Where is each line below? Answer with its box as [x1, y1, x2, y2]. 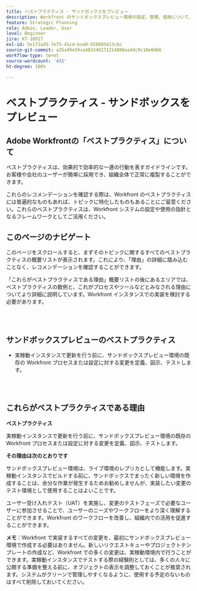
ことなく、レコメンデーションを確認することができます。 [6, 264, 145, 271]
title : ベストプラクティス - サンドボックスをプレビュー [6, 8, 129, 15]
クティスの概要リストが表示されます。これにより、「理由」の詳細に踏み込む [6, 256, 188, 263]
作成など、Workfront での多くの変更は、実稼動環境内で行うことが [31, 549, 192, 556]
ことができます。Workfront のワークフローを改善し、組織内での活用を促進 [6, 514, 186, 521]
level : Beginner [6, 31, 46, 37]
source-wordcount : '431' [6, 58, 67, 64]
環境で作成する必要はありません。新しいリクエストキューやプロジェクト [6, 541, 181, 549]
